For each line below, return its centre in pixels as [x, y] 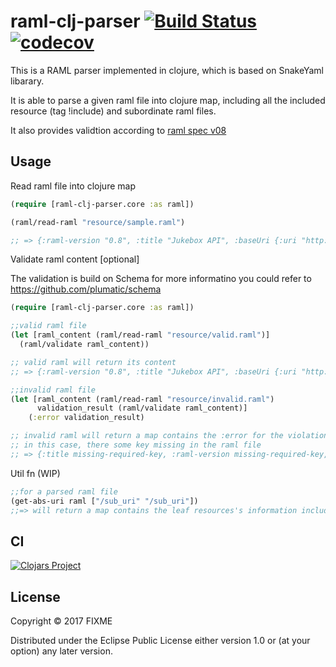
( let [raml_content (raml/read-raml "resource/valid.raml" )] [140, 335]
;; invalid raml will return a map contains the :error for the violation [169, 436]
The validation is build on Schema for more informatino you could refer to [161, 279]
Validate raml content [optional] [75, 259]
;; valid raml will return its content [93, 362]
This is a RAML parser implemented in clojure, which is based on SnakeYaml [167, 70]
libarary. [27, 81]
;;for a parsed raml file [64, 491]
